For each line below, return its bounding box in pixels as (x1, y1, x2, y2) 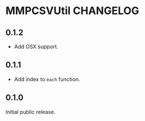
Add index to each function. (14, 75, 80, 83)
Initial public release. (5, 108, 56, 115)
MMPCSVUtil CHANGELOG (5, 4, 140, 18)
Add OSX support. (14, 43, 58, 50)
